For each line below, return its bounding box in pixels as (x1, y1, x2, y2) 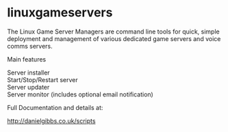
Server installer (7, 68, 50, 77)
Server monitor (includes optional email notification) (7, 90, 154, 98)
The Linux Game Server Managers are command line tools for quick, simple (7, 27, 220, 36)
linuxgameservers (7, 5, 113, 21)
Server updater (7, 83, 50, 91)
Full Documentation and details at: (7, 103, 103, 111)
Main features (7, 55, 47, 63)
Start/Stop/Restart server (7, 75, 78, 83)
